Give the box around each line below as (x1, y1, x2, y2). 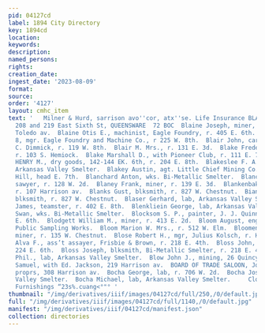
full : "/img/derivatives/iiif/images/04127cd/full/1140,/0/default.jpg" (8, 297, 252, 305)
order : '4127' (8, 99, 55, 107)
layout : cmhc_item (8, 107, 69, 115)
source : (8, 92, 34, 100)
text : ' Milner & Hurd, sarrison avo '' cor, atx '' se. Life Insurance (8, 114, 245, 122)
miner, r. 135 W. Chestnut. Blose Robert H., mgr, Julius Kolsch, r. (15, 232, 252, 240)
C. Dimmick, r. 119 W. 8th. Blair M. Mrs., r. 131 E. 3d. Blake (15, 144, 238, 152)
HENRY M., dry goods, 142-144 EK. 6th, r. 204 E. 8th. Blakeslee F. (15, 159, 248, 166)
